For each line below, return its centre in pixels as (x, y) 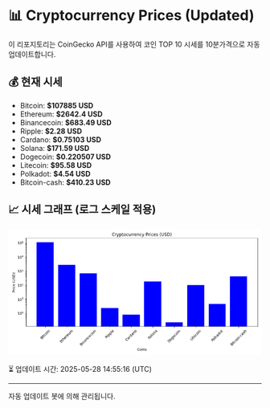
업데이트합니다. (32, 54)
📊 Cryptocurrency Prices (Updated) (131, 16)
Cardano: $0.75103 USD (61, 139)
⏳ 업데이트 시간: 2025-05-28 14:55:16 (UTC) (80, 369)
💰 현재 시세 (35, 82)
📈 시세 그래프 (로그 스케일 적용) (82, 210)
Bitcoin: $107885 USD (57, 105)
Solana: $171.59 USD (55, 148)
